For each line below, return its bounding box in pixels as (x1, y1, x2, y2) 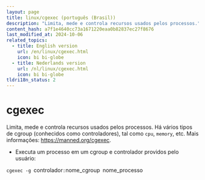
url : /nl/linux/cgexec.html (17, 65, 88, 72)
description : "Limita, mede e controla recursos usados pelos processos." (6, 20, 201, 26)
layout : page (6, 9, 40, 15)
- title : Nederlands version (12, 60, 86, 66)
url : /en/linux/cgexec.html (17, 49, 88, 55)
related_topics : (6, 37, 48, 43)
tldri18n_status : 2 (6, 77, 56, 83)
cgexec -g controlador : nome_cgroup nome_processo (6, 167, 143, 174)
